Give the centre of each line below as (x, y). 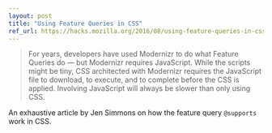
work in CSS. (30, 122)
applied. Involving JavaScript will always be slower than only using (139, 88)
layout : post (30, 16)
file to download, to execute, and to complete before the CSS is (134, 80)
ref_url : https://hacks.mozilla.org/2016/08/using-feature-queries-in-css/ (139, 31)
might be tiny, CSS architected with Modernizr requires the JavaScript (144, 71)
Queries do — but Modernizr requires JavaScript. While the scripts (139, 62)
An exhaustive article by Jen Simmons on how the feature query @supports (133, 113)
